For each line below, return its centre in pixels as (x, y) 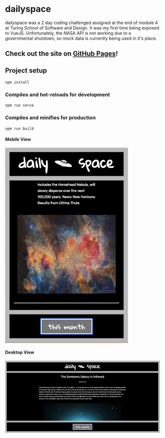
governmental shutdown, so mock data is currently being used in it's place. (81, 38)
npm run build (20, 129)
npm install (17, 82)
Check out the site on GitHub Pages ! (62, 54)
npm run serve (20, 106)
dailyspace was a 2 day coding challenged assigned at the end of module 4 (82, 23)
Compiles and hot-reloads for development (58, 95)
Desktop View (20, 353)
